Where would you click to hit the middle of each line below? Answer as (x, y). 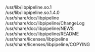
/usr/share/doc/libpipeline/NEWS (40, 28)
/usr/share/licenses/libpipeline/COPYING (47, 44)
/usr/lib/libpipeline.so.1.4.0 (32, 12)
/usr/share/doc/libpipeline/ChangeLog (45, 23)
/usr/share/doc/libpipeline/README (42, 34)
